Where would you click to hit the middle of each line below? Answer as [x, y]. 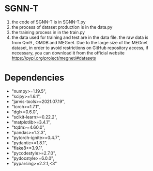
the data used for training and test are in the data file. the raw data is [80, 37]
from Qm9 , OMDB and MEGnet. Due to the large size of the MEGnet [80, 42]
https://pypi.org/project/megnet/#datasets [54, 58]
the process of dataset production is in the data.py [62, 27]
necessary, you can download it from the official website [68, 53]
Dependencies [34, 78]
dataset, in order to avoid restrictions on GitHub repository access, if [80, 48]
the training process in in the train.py [48, 32]
